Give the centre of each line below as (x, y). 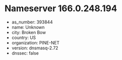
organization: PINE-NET (35, 42)
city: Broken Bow (29, 32)
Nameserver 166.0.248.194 (61, 9)
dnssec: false (25, 53)
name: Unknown (28, 27)
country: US (24, 38)
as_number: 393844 (32, 22)
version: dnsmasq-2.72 (35, 48)
